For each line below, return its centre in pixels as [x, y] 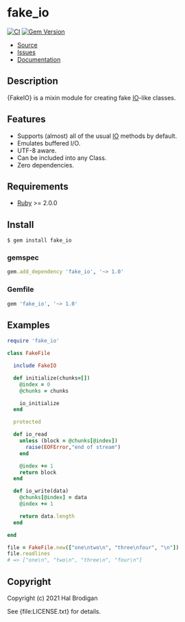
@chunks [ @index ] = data [53, 498]
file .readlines [29, 554]
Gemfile [21, 290]
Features [26, 119]
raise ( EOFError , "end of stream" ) [73, 447]
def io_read [30, 435]
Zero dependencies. [45, 165]
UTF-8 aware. [37, 150]
